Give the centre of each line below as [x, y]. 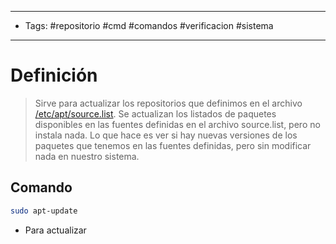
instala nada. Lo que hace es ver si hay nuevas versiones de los [166, 135]
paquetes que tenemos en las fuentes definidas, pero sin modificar [173, 145]
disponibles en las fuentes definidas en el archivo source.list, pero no [177, 124]
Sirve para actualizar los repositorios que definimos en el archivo [168, 103]
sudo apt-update [44, 211]
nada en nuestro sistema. [87, 156]
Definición [54, 75]
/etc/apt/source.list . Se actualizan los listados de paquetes [155, 113]
